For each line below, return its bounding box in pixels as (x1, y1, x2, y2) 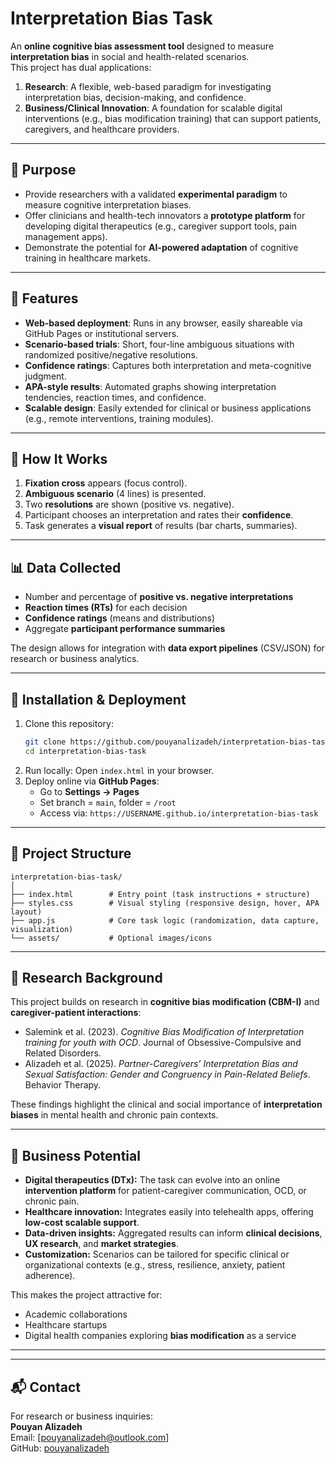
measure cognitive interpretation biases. (24, 198, 192, 211)
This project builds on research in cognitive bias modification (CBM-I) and (10, 996, 320, 1008)
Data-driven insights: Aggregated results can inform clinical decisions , (24, 1227, 323, 1239)
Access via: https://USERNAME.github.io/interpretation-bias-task (39, 807, 319, 819)
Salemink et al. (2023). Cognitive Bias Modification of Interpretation (24, 1026, 305, 1038)
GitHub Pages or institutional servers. (24, 327, 180, 339)
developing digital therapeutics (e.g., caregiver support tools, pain (24, 220, 298, 232)
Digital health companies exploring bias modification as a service (24, 1330, 297, 1342)
